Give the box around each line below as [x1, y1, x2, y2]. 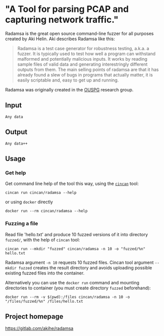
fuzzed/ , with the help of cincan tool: [5, 237, 81, 243]
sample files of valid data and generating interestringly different [17, 61, 148, 67]
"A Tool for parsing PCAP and [5, 3, 129, 15]
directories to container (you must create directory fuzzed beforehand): [5, 285, 151, 291]
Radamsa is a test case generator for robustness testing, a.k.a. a [17, 45, 150, 51]
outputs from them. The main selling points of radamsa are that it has [17, 66, 159, 73]
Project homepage [5, 312, 64, 321]
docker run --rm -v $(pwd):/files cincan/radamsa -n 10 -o [5, 294, 130, 299]
